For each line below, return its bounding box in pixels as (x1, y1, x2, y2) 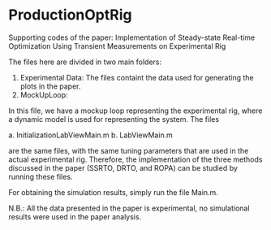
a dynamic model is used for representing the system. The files (8, 114, 220, 124)
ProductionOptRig (8, 6, 132, 24)
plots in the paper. (19, 81, 81, 91)
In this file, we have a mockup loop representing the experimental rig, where (8, 106, 263, 115)
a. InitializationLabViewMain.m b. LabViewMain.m (8, 130, 173, 140)
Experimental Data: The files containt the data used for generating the (19, 72, 254, 82)
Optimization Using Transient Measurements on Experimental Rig (8, 41, 226, 50)
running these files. (8, 171, 73, 181)
